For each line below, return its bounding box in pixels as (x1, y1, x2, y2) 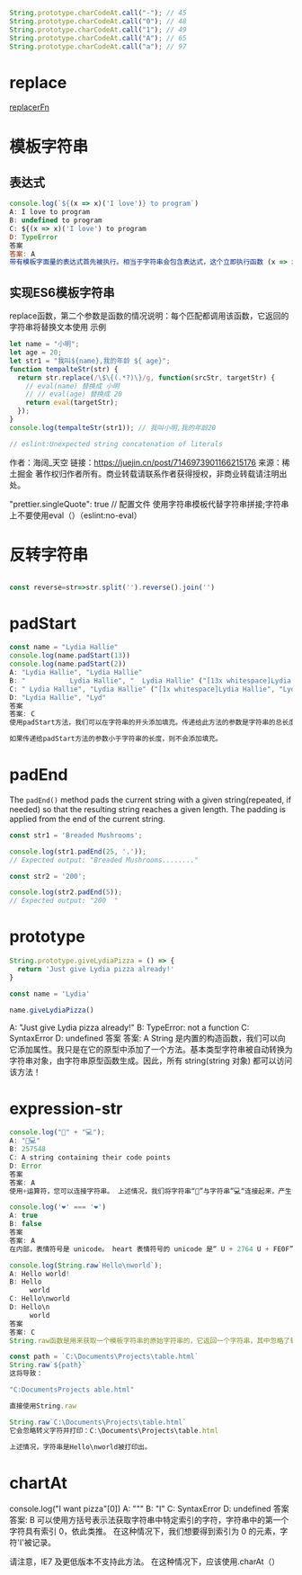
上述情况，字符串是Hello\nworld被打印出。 (9, 1442, 152, 1452)
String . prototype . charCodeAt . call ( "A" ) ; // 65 (9, 33, 187, 42)
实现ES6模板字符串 (9, 284, 115, 300)
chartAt (9, 1472, 67, 1493)
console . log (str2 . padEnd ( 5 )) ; (9, 888, 123, 897)
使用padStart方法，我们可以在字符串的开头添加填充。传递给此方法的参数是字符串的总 (9, 718, 283, 728)
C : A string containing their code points (9, 1153, 171, 1162)
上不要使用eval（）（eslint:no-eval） (9, 509, 142, 521)
